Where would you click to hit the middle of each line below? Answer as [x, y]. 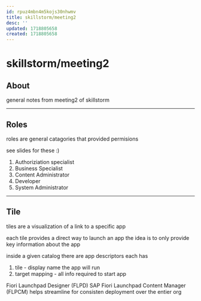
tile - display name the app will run [57, 267]
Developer [28, 181]
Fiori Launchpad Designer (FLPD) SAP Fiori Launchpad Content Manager [96, 285]
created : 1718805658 [32, 34]
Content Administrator [42, 175]
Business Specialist [39, 168]
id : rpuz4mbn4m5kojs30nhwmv [41, 12]
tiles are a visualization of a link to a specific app [66, 226]
